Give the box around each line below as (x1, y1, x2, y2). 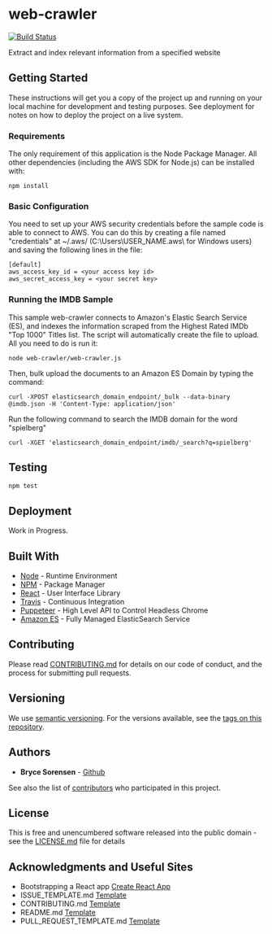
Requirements (8, 130, 66, 142)
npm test (8, 482, 38, 491)
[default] (8, 261, 42, 269)
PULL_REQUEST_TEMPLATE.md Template (19, 916, 161, 926)
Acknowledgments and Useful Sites (8, 860, 193, 874)
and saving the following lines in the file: (8, 245, 143, 255)
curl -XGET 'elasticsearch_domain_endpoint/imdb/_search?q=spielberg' (8, 439, 253, 447)
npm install (8, 182, 49, 190)
